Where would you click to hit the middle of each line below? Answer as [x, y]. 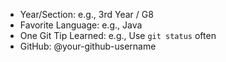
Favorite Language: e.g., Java [81, 25]
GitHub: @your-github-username [88, 46]
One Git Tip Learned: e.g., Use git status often [118, 35]
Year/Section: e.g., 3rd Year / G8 [86, 14]
